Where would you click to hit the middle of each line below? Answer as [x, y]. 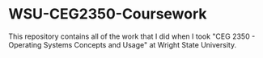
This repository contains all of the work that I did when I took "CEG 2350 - [132, 36]
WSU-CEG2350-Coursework [108, 14]
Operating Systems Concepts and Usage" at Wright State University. [123, 44]
